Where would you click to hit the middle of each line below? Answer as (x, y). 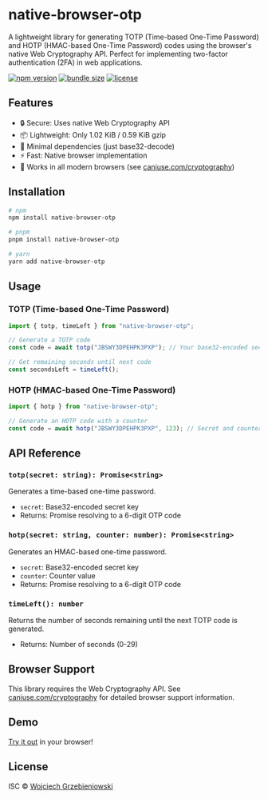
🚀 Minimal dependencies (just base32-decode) (97, 146)
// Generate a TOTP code (49, 340)
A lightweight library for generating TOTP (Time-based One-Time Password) (134, 37)
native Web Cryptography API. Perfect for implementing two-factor (118, 54)
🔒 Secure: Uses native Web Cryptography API (95, 122)
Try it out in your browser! (51, 741)
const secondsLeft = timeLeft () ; (64, 370)
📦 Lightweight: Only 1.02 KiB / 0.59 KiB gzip (93, 134)
